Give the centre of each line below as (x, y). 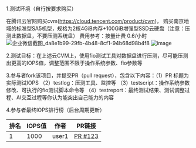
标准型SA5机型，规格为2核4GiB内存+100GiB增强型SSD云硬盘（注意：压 (103, 28)
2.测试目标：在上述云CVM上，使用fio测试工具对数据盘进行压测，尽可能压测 (97, 55)
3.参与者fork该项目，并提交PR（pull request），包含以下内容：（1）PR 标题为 (97, 75)
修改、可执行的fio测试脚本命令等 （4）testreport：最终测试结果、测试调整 (95, 90)
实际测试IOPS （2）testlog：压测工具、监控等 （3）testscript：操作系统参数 (98, 83)
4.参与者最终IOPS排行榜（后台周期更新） (55, 110)
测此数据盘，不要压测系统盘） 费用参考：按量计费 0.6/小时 (77, 36)
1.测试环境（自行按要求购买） (41, 9)
